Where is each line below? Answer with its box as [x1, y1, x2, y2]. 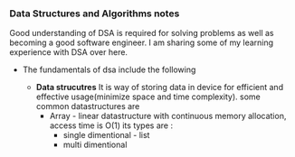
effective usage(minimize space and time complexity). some [35, 91, 261, 102]
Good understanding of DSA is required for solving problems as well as [9, 28, 274, 39]
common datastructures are [35, 101, 140, 112]
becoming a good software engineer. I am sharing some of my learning [9, 37, 274, 48]
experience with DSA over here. [9, 47, 128, 58]
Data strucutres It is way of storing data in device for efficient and [35, 82, 283, 93]
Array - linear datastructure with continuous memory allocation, [49, 111, 287, 122]
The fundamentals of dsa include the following [22, 64, 196, 75]
